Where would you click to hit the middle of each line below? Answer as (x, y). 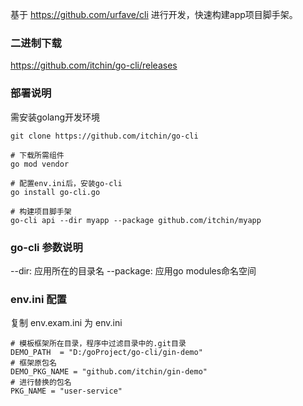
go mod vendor (40, 164)
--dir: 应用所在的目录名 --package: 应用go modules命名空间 (133, 270)
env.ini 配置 (38, 299)
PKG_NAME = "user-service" (66, 391)
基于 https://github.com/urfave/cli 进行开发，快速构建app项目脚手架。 (154, 14)
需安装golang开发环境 (55, 117)
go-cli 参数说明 (46, 247)
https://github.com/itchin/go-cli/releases (94, 65)
